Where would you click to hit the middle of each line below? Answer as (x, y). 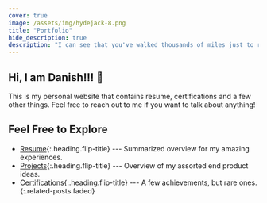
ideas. (30, 174)
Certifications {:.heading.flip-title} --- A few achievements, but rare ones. (138, 182)
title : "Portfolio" (41, 30)
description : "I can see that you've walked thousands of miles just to (131, 45)
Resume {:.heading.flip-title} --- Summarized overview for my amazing (135, 148)
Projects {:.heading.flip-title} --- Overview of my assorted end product (134, 165)
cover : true (28, 15)
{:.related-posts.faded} (57, 190)
